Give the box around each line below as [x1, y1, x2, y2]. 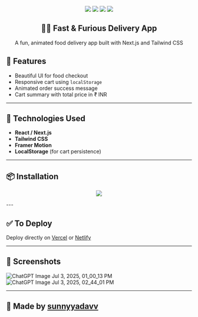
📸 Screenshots [6, 257, 61, 267]
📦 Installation [6, 172, 59, 182]
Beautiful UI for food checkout [14, 72, 88, 79]
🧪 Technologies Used [6, 114, 85, 124]
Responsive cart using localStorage [14, 78, 102, 85]
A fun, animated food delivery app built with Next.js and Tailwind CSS [14, 39, 184, 46]
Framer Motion [14, 142, 52, 149]
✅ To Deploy [6, 218, 52, 228]
